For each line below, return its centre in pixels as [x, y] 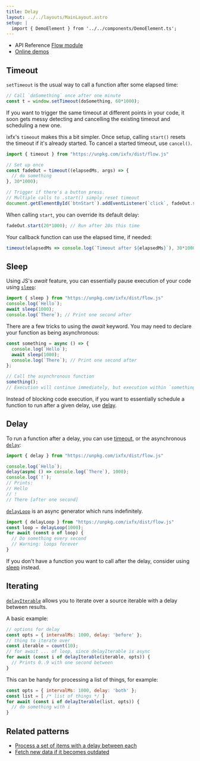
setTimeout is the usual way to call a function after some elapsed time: [92, 85]
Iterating [22, 586]
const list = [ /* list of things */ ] [56, 696]
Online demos [32, 52]
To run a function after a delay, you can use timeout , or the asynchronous [96, 438]
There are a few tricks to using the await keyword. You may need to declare [99, 326]
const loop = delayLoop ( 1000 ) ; [45, 528]
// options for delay [33, 629]
